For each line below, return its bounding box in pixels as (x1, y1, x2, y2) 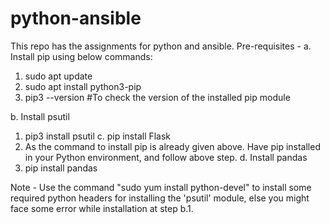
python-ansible (10, 7, 142, 30)
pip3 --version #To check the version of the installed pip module (24, 91, 291, 103)
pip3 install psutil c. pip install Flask (24, 130, 172, 142)
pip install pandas (24, 162, 98, 174)
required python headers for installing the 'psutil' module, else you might (10, 192, 310, 204)
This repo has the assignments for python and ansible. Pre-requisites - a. (10, 40, 312, 52)
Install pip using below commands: (10, 50, 153, 62)
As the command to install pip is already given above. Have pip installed (24, 140, 321, 152)
